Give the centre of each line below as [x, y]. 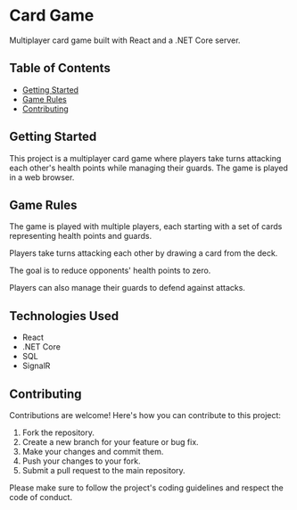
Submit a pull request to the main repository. [103, 470]
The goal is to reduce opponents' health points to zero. [110, 271]
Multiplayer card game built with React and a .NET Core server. [125, 40]
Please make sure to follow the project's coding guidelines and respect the [146, 488]
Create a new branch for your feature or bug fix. [110, 442]
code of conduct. [41, 497]
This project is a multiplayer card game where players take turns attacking [145, 158]
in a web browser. [42, 177]
